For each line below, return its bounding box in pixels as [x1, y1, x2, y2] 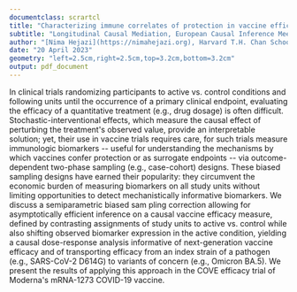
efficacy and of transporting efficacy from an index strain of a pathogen [9, 246, 270, 257]
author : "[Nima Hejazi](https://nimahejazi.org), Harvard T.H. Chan [9, 37, 267, 47]
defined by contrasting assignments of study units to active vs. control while [9, 218, 287, 228]
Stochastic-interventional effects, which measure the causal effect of [9, 114, 262, 125]
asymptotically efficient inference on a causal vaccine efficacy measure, [9, 209, 273, 219]
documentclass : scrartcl [9, 12, 101, 22]
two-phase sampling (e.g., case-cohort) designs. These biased [50, 161, 281, 173]
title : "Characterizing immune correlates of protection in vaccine [9, 21, 267, 30]
